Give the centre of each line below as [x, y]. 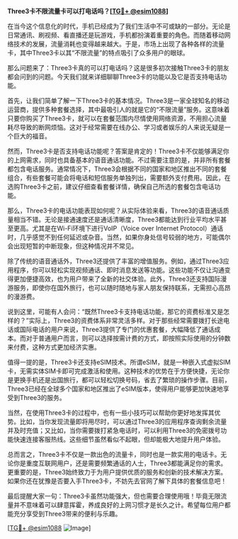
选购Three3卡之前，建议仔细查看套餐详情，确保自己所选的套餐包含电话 [111, 187]
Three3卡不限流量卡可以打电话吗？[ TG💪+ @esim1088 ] [88, 11]
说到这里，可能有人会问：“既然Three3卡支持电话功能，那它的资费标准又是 [115, 312]
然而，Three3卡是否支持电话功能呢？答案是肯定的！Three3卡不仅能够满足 [115, 151]
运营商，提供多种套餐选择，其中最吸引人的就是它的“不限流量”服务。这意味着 [119, 110]
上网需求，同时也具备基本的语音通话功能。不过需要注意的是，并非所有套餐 [122, 160]
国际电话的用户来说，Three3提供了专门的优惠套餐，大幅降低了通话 [117, 329]
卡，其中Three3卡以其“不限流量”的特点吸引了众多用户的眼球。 [98, 53]
